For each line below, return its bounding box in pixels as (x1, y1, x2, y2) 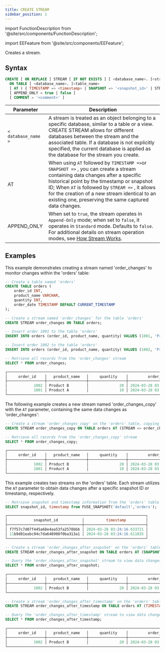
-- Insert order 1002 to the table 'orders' (5, 343, 98, 348)
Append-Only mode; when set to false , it (48, 216, 140, 223)
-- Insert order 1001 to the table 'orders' (5, 329, 98, 334)
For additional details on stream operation (48, 229, 145, 236)
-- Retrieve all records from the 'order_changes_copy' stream (5, 435, 137, 440)
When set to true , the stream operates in (48, 210, 142, 217)
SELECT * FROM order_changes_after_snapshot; (5, 563, 100, 568)
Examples (5, 252, 36, 260)
